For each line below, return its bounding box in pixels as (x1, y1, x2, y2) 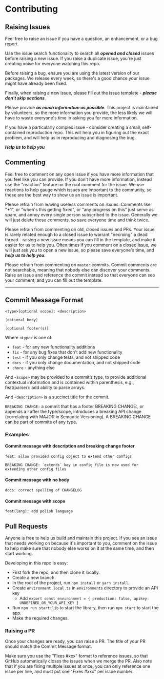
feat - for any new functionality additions (12, 344, 95, 349)
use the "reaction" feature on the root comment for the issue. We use (5, 181, 144, 187)
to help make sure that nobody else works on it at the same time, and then (5, 545, 154, 551)
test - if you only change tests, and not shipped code (12, 354, 121, 360)
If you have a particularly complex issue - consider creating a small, (5, 124, 142, 130)
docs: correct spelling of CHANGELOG (5, 487, 82, 493)
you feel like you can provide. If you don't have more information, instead (5, 176, 152, 182)
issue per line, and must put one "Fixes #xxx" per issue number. (5, 669, 134, 675)
